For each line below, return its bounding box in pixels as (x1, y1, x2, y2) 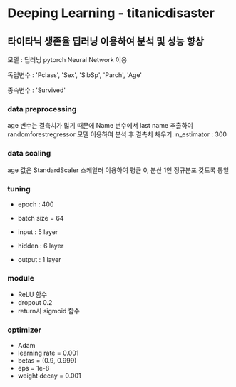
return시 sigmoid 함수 (17, 307, 81, 316)
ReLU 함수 (17, 291, 48, 299)
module (7, 273, 34, 283)
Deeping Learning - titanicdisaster (7, 5, 215, 21)
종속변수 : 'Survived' (7, 86, 66, 94)
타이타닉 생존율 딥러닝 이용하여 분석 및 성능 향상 (7, 35, 205, 47)
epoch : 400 (17, 200, 54, 208)
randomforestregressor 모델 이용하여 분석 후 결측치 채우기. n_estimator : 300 (7, 130, 227, 139)
